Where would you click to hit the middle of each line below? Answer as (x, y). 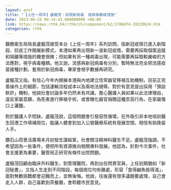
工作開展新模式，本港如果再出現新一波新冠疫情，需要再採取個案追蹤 (94, 50)
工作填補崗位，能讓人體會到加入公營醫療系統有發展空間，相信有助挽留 (92, 123)
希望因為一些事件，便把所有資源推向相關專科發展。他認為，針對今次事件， (83, 146)
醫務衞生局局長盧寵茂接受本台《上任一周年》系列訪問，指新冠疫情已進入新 (83, 44)
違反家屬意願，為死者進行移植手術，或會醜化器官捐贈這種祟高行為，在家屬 (83, 99)
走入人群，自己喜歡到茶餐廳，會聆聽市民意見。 (54, 182)
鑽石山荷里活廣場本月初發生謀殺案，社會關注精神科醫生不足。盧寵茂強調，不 (85, 140)
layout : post (19, 10)
